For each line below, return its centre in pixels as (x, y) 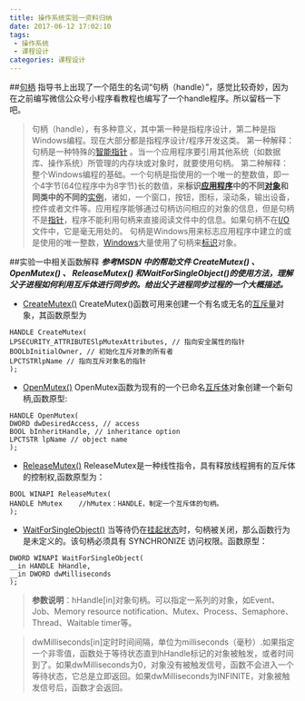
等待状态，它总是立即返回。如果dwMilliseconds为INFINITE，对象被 (157, 676)
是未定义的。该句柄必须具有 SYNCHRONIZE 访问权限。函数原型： (145, 541)
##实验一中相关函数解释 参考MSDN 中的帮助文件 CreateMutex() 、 (135, 262)
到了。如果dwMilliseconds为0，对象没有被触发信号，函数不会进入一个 (163, 665)
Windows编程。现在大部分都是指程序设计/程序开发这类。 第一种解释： (163, 140)
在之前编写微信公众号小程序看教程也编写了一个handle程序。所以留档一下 (145, 98)
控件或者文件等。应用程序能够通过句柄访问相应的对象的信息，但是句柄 (163, 208)
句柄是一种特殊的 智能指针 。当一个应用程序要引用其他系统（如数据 (156, 152)
